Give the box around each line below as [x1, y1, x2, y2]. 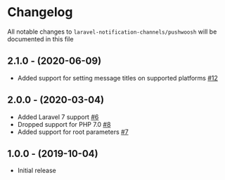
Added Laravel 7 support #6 [17, 113, 99, 121]
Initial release [17, 166, 56, 175]
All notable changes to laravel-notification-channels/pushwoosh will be [7, 27, 217, 36]
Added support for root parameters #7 [17, 127, 129, 136]
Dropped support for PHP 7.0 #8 [17, 120, 111, 128]
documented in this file [7, 34, 74, 43]
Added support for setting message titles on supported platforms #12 [17, 74, 218, 82]
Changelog [7, 4, 73, 20]
